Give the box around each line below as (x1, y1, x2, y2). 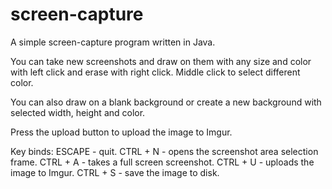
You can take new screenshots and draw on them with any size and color (10, 55, 312, 67)
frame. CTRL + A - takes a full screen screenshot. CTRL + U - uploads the (10, 156, 315, 168)
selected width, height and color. (10, 106, 146, 118)
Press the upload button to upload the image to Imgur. (10, 126, 233, 138)
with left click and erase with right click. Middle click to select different (10, 66, 301, 78)
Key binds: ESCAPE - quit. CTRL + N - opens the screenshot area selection (10, 145, 319, 157)
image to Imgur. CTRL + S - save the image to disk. (10, 166, 220, 178)
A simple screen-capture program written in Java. (10, 36, 216, 48)
